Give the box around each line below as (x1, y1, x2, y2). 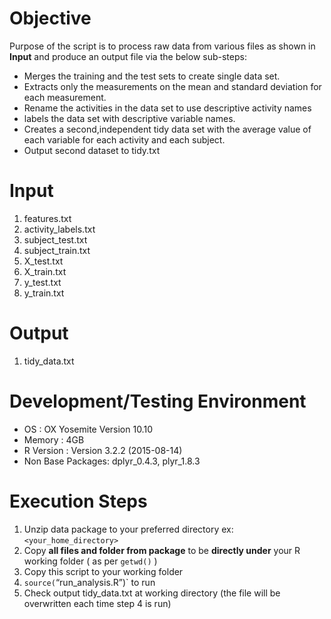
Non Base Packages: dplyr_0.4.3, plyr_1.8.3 (23, 455, 201, 467)
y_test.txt (23, 276, 62, 288)
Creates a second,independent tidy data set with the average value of (23, 123, 312, 135)
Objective (9, 7, 92, 30)
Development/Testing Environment (9, 390, 307, 412)
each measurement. (23, 91, 107, 103)
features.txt (23, 212, 72, 224)
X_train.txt (23, 265, 67, 277)
